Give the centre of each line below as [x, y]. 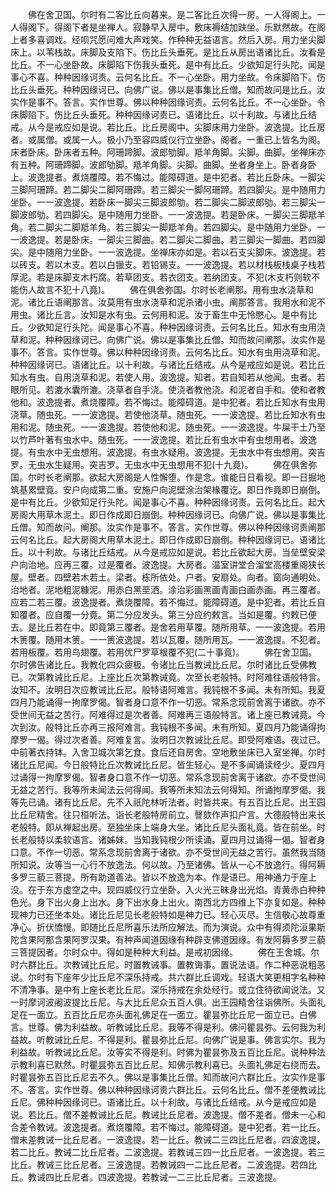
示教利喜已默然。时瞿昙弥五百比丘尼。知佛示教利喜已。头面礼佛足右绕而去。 [168, 1064]
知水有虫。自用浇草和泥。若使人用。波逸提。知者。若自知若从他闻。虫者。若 [168, 377]
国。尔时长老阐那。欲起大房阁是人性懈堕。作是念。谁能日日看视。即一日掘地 [168, 477]
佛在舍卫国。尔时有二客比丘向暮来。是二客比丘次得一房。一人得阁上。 [172, 14]
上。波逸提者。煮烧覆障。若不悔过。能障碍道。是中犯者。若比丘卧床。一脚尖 [168, 177]
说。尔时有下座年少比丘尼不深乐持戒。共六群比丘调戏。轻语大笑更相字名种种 [168, 977]
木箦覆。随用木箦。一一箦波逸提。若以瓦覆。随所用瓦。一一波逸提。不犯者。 [168, 639]
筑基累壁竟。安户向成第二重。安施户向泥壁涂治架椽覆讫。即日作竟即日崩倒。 [168, 489]
